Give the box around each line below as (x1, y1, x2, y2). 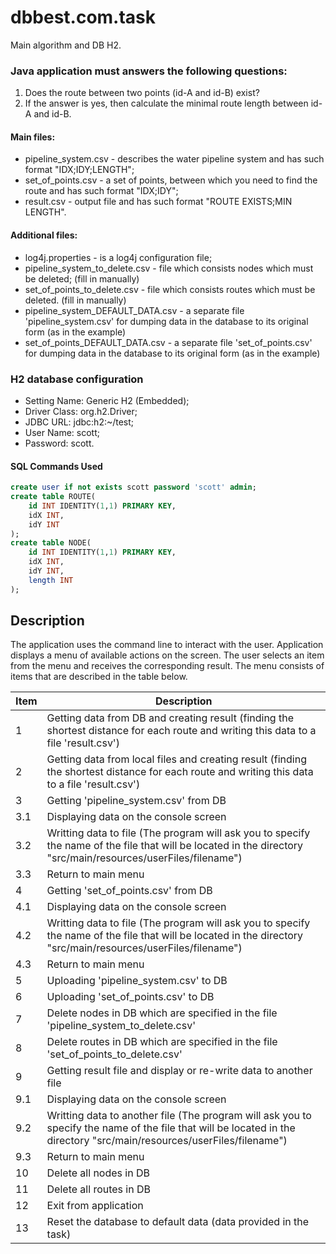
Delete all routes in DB (46, 1182, 151, 1196)
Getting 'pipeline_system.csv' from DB (46, 794, 227, 808)
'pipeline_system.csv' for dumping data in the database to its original (24, 315, 309, 327)
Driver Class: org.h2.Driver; (24, 405, 138, 417)
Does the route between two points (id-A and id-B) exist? (24, 87, 260, 99)
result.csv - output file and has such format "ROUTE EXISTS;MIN (24, 196, 293, 208)
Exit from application (46, 1199, 144, 1213)
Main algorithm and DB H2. (10, 39, 122, 51)
